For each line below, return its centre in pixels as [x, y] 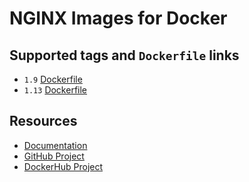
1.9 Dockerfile [53, 79]
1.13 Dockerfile [55, 90]
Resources [43, 121]
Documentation [55, 145]
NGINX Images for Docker [118, 18]
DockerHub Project [63, 166]
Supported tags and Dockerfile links [124, 55]
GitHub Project [54, 156]
